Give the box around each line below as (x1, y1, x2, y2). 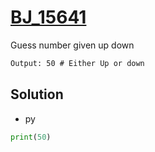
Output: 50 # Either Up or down (10, 58, 145, 68)
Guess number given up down (10, 39, 135, 51)
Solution (10, 86, 64, 103)
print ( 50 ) (10, 132, 52, 142)
